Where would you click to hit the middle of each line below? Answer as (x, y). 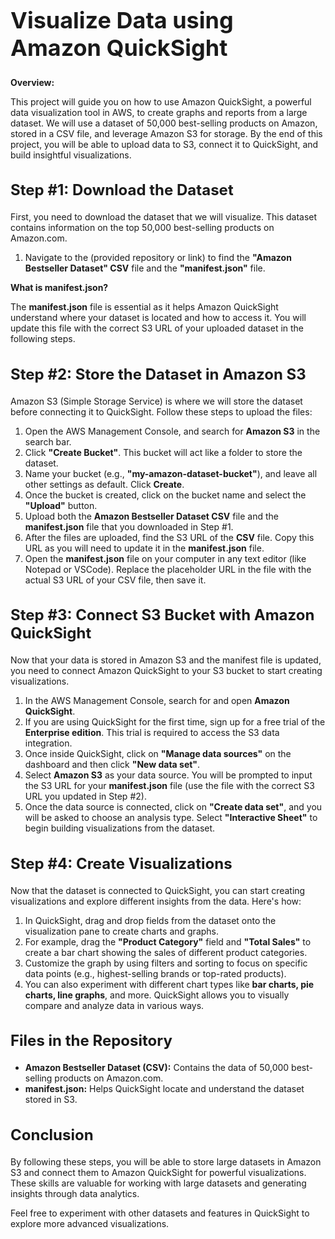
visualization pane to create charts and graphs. (122, 931)
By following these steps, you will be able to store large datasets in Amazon (166, 1161)
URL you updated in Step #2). (85, 796)
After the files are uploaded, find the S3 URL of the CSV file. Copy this (169, 537)
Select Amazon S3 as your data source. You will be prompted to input (168, 775)
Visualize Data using (122, 20)
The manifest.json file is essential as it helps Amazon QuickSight (144, 307)
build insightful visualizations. (71, 155)
